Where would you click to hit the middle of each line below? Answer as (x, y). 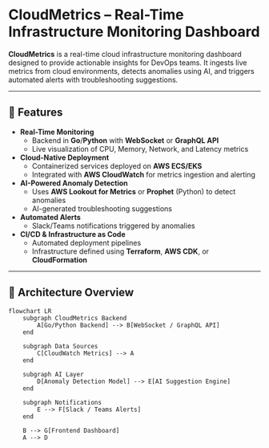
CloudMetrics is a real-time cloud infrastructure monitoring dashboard (125, 54)
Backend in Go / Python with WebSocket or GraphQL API (125, 140)
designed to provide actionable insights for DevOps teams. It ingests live (128, 63)
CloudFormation (60, 259)
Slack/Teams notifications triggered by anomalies (113, 226)
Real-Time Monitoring (57, 132)
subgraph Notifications (62, 402)
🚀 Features (36, 113)
